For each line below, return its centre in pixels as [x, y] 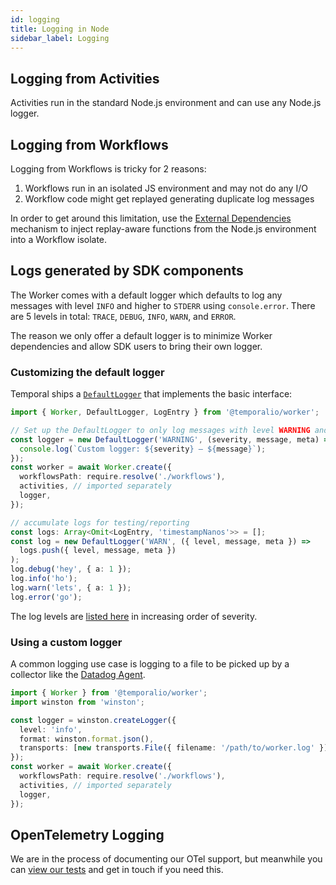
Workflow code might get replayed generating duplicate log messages [169, 199]
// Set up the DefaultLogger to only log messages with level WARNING [160, 430]
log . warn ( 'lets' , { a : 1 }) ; [71, 587]
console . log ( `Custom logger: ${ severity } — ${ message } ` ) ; [143, 449]
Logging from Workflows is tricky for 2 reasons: [108, 169]
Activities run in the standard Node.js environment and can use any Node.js [166, 103]
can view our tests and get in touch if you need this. [117, 870]
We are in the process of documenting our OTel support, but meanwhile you [166, 859]
